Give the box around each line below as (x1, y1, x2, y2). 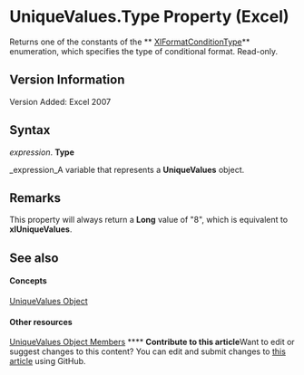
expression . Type (9, 147, 74, 158)
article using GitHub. (9, 356, 86, 367)
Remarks (9, 190, 62, 206)
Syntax (9, 122, 51, 138)
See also (9, 250, 59, 265)
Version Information (9, 72, 125, 88)
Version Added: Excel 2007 (9, 96, 112, 107)
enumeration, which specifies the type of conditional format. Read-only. (9, 45, 279, 56)
